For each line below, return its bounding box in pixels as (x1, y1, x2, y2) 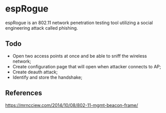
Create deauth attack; (12, 69, 58, 75)
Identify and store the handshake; (12, 74, 82, 80)
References (5, 89, 42, 97)
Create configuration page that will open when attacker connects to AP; (12, 63, 161, 69)
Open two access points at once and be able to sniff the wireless (12, 53, 147, 59)
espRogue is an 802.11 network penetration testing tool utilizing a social (5, 20, 153, 26)
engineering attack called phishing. (5, 25, 78, 31)
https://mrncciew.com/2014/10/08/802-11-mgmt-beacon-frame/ (5, 102, 138, 108)
